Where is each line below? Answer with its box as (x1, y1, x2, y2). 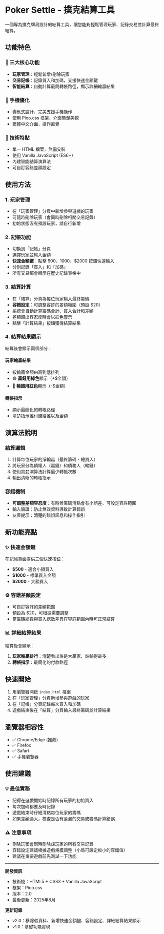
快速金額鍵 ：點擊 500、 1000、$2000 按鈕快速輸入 (12, 258, 115, 264)
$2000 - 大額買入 (12, 578, 48, 584)
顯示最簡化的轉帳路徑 (12, 407, 55, 413)
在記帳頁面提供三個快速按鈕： (5, 556, 65, 562)
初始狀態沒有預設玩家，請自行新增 (12, 220, 81, 226)
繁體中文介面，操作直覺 (12, 121, 60, 127)
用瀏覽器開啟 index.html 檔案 (12, 689, 71, 695)
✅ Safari (12, 748, 29, 754)
